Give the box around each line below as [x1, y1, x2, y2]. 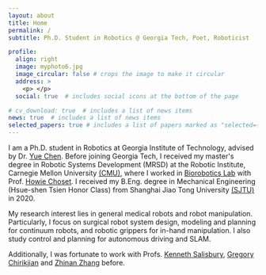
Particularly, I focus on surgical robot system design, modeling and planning [8, 217, 256, 227]
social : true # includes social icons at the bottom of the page [15, 92, 239, 100]
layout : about [8, 11, 55, 20]
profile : [8, 48, 37, 56]
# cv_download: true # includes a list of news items [8, 106, 193, 115]
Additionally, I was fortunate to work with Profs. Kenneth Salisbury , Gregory [8, 250, 255, 258]
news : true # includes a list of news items [8, 114, 161, 122]
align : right [15, 55, 59, 63]
